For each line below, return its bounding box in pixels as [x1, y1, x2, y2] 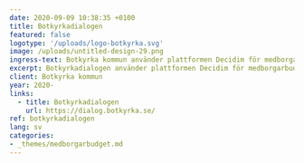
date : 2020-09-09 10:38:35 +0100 [9, 13, 136, 23]
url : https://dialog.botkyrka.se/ [25, 106, 156, 115]
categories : [9, 131, 54, 140]
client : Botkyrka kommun [9, 72, 103, 81]
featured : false [9, 30, 71, 39]
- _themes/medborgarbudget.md [9, 139, 124, 149]
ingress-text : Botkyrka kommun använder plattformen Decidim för [9, 55, 261, 64]
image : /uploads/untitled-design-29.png [9, 47, 165, 56]
